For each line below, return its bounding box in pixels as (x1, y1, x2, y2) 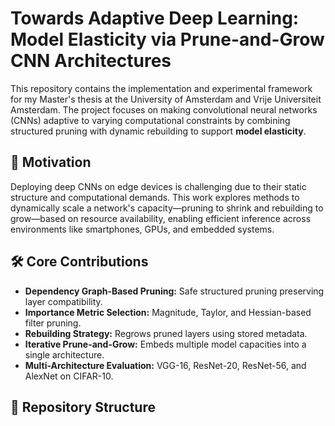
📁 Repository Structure (10, 398, 156, 416)
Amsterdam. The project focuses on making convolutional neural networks (10, 103, 318, 116)
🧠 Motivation (10, 154, 92, 171)
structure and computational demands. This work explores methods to (10, 191, 300, 203)
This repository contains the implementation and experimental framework (10, 82, 313, 94)
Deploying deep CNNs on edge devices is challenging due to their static (10, 180, 307, 192)
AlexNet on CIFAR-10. (24, 370, 114, 382)
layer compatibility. (24, 295, 103, 307)
